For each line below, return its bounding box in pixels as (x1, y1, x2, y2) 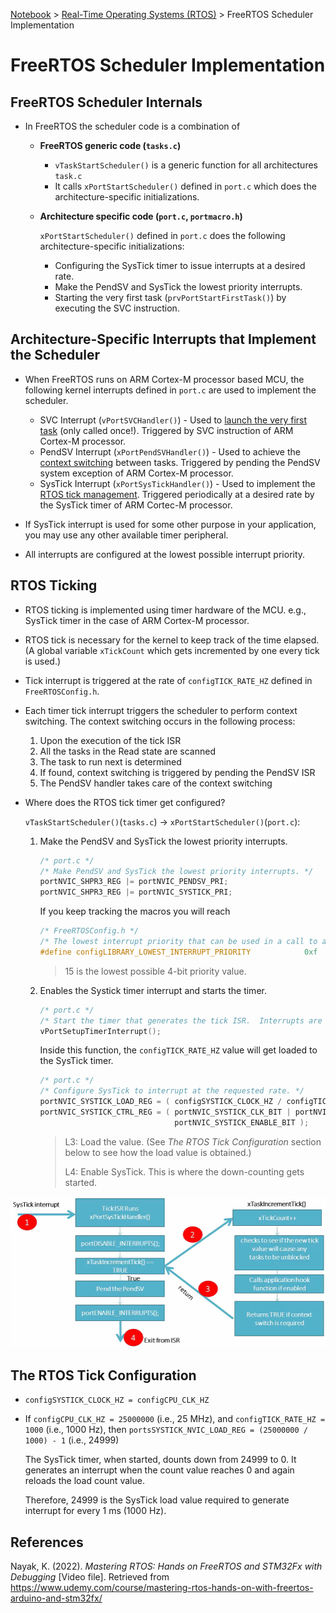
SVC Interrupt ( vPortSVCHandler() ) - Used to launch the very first (39, 414, 308, 426)
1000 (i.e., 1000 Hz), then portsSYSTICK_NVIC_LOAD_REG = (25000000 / (24, 1424, 309, 1436)
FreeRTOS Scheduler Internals (10, 94, 203, 111)
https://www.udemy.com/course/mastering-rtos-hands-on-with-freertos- (10, 1582, 314, 1594)
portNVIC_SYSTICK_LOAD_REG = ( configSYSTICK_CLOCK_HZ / (39, 1097, 283, 1107)
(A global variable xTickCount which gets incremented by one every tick (24, 644, 320, 656)
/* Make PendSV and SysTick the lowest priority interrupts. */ (39, 866, 314, 876)
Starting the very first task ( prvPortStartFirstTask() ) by (54, 292, 287, 303)
